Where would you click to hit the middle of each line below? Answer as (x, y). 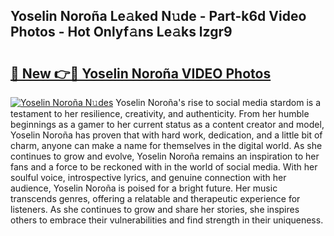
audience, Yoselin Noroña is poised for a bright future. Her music (144, 188)
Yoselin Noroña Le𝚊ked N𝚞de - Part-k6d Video (158, 16)
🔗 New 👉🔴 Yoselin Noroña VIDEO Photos (141, 73)
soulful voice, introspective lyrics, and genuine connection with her (148, 177)
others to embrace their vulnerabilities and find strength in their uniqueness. (167, 220)
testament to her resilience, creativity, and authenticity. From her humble (160, 113)
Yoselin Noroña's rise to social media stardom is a (218, 102)
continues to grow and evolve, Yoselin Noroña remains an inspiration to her (165, 156)
